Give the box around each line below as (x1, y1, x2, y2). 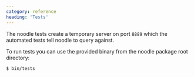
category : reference (6, 8, 57, 15)
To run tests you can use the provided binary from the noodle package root (6, 48, 188, 55)
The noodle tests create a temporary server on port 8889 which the (6, 30, 168, 37)
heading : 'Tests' (6, 14, 49, 20)
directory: (6, 54, 30, 61)
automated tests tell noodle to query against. (6, 36, 115, 43)
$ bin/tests (6, 65, 35, 71)
